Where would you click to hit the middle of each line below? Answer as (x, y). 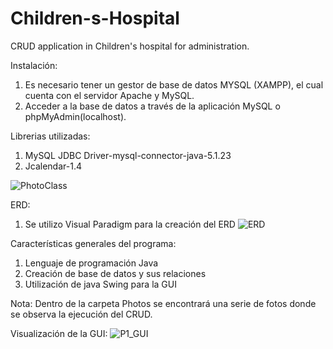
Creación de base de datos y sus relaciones (115, 273)
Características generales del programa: (93, 243)
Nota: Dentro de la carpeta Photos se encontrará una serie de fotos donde (163, 303)
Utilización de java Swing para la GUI (100, 284)
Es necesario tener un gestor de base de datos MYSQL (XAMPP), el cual (174, 84)
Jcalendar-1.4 (53, 166)
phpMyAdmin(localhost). (75, 116)
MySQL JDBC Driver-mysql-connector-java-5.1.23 (128, 155)
